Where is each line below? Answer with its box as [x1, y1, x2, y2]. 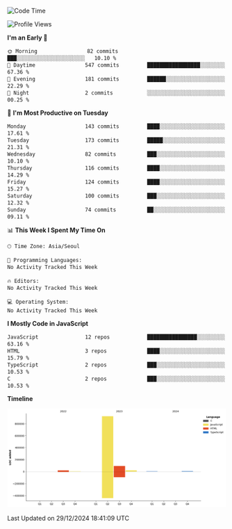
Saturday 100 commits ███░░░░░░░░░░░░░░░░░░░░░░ [7, 193, 226, 200]
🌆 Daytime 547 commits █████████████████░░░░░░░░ [7, 62, 226, 69]
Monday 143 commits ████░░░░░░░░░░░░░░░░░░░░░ [7, 123, 226, 130]
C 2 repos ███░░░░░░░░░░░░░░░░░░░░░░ [7, 375, 226, 382]
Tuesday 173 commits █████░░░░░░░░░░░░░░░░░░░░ [7, 137, 226, 144]
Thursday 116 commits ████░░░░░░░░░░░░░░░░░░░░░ [7, 165, 226, 172]
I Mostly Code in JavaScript [7, 320, 89, 327]
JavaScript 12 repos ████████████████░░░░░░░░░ [7, 334, 226, 341]
